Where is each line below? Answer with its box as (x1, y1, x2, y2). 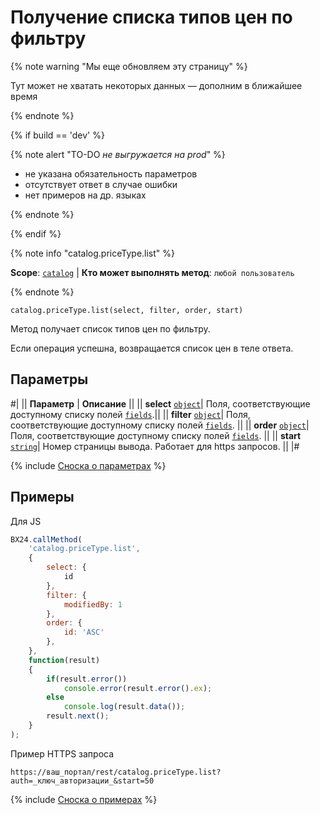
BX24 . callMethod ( (10, 534, 83, 545)
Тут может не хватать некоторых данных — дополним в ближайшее (10, 79, 303, 91)
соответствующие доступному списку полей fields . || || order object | (10, 419, 310, 431)
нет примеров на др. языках (24, 189, 147, 201)
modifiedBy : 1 (63, 599, 123, 610)
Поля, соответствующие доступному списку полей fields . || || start (10, 429, 302, 441)
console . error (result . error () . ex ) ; (63, 683, 213, 693)
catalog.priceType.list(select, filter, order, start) (10, 305, 244, 315)
